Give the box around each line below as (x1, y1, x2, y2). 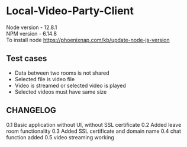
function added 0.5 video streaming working (6, 133, 114, 140)
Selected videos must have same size (14, 88, 107, 95)
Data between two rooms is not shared (14, 69, 109, 76)
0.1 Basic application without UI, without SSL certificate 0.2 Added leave (6, 121, 182, 128)
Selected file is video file (14, 75, 75, 82)
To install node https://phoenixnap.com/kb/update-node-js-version (6, 36, 170, 43)
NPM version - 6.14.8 (6, 30, 57, 37)
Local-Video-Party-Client (6, 4, 134, 18)
